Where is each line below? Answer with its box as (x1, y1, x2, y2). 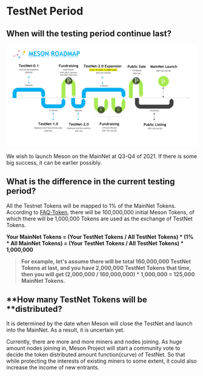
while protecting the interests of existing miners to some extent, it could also (6, 357, 197, 364)
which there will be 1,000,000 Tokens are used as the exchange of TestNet (6, 215, 193, 222)
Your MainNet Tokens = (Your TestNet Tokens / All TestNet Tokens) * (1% (6, 233, 194, 240)
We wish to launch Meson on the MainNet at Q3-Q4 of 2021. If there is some (6, 153, 198, 160)
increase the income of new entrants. (6, 364, 100, 371)
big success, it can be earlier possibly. (6, 159, 102, 166)
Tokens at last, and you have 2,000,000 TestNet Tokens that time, (21, 264, 191, 271)
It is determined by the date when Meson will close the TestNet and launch (6, 320, 193, 328)
